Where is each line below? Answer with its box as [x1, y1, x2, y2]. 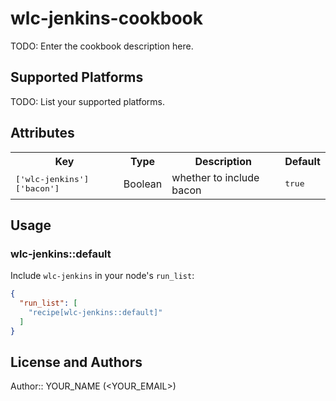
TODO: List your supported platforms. [10, 95, 166, 107]
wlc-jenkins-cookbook [10, 7, 203, 30]
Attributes [10, 125, 75, 142]
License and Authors [10, 354, 143, 371]
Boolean [123, 177, 163, 191]
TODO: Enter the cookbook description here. [10, 40, 194, 52]
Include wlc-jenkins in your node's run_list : [10, 270, 195, 282]
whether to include [171, 170, 260, 184]
